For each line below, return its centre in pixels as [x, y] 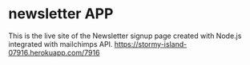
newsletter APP [61, 14]
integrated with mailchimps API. [60, 44]
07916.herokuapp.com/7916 [54, 52]
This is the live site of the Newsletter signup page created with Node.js [125, 36]
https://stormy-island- [151, 44]
